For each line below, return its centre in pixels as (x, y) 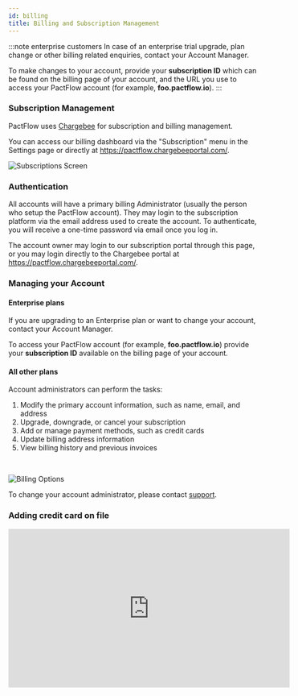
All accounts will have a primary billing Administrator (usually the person (128, 204)
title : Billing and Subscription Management (84, 23)
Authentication (38, 186)
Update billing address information (77, 439)
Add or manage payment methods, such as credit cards (112, 431)
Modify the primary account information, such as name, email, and (130, 405)
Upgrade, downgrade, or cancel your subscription (103, 422)
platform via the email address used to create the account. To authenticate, (133, 222)
